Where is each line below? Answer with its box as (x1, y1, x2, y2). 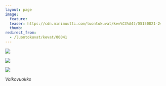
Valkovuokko (5, 76, 32, 82)
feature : (9, 16, 28, 21)
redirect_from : (5, 30, 37, 35)
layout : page (5, 7, 32, 12)
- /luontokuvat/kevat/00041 (9, 35, 68, 40)
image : (5, 12, 19, 17)
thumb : (9, 26, 23, 31)
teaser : (9, 21, 26, 26)
